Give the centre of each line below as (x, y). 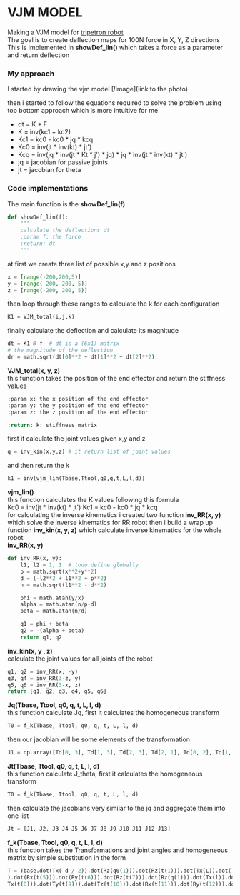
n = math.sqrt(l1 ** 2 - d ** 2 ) (64, 585)
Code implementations (48, 189)
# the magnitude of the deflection (60, 351)
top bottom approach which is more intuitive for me (83, 111)
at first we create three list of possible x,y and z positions (92, 264)
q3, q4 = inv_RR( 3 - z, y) (44, 678)
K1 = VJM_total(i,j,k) (41, 317)
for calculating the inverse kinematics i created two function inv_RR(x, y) (114, 515)
